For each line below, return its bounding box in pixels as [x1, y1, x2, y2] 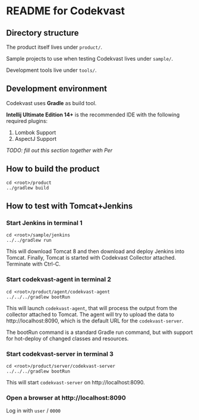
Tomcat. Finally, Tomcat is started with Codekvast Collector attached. [6, 254, 176, 261]
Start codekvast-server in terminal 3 [6, 349, 114, 358]
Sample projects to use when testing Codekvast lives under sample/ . [6, 55, 173, 62]
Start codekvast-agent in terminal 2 [6, 275, 112, 283]
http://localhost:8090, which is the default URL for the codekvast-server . [6, 317, 184, 324]
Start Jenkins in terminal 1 [6, 219, 83, 227]
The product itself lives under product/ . [6, 43, 103, 50]
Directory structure [6, 28, 79, 38]
